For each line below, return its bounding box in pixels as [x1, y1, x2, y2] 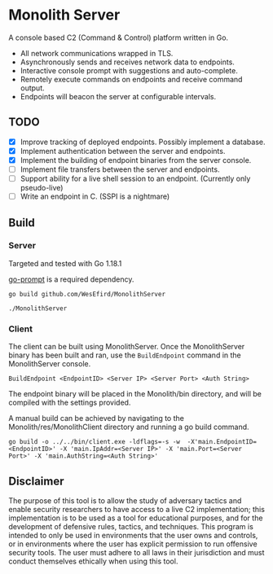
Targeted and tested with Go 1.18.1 [8, 258, 122, 268]
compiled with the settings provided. [8, 397, 131, 408]
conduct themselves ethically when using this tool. [8, 556, 178, 566]
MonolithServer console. [8, 359, 91, 369]
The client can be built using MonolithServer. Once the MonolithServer [8, 342, 245, 352]
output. [20, 83, 45, 93]
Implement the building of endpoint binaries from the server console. [20, 155, 252, 164]
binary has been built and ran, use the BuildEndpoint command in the [8, 350, 242, 360]
